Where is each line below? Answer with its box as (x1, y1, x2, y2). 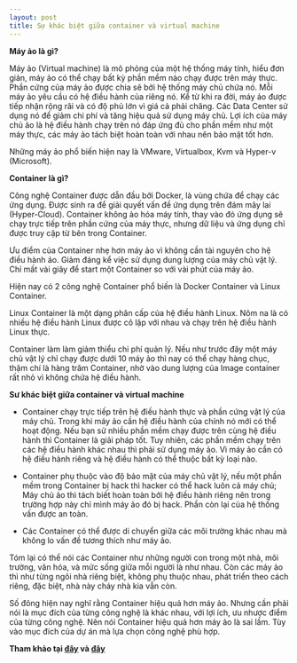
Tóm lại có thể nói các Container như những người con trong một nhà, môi (9, 552, 279, 563)
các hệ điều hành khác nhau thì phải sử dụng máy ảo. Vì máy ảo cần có (21, 444, 284, 454)
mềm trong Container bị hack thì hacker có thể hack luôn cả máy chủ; (21, 480, 277, 491)
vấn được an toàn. (21, 508, 89, 519)
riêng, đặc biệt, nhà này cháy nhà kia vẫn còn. (9, 580, 177, 591)
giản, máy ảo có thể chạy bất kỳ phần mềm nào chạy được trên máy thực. (9, 72, 277, 83)
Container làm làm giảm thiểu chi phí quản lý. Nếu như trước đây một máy (9, 343, 277, 354)
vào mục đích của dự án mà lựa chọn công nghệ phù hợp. (9, 626, 220, 636)
